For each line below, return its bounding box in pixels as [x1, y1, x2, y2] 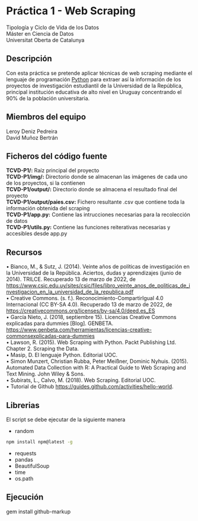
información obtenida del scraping [6, 205, 90, 212]
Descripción [6, 53, 52, 64]
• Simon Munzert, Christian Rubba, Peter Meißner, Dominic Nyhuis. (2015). [6, 358, 189, 365]
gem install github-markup [6, 508, 71, 515]
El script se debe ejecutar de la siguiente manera [6, 416, 126, 423]
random [14, 428, 34, 434]
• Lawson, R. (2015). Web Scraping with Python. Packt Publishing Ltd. [6, 339, 177, 346]
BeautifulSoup [14, 462, 50, 469]
